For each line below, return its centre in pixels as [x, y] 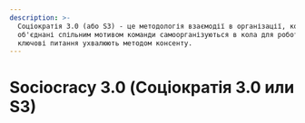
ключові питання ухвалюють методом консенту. [105, 43]
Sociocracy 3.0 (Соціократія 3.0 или [152, 88]
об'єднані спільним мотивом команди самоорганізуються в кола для [146, 34]
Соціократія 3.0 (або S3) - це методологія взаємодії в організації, [152, 26]
